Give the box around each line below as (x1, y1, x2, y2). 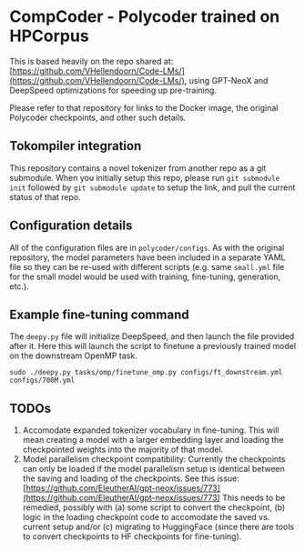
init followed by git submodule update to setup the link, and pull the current (9, 182, 296, 193)
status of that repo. (9, 191, 82, 202)
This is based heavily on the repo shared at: (9, 55, 174, 66)
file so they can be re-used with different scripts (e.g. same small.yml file (9, 261, 285, 272)
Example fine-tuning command (9, 306, 189, 322)
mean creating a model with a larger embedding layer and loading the (22, 435, 284, 446)
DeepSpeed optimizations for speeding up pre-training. (9, 85, 217, 95)
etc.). (9, 280, 29, 292)
